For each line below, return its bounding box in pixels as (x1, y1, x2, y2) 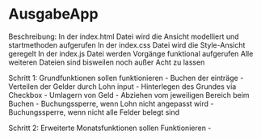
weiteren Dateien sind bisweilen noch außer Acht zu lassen (8, 57, 205, 67)
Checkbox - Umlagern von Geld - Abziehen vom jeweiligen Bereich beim (8, 90, 250, 99)
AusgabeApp (8, 5, 99, 23)
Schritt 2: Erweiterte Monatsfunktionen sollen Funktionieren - (8, 123, 212, 133)
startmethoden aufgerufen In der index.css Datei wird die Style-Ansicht (8, 40, 246, 49)
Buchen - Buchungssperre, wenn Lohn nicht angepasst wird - (8, 99, 214, 108)
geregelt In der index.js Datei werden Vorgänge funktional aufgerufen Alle (8, 48, 254, 58)
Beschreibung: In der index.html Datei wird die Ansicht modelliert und (8, 32, 240, 41)
